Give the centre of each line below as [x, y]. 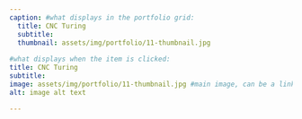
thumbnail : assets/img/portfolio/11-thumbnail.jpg [114, 42]
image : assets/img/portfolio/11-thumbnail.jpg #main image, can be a [142, 84]
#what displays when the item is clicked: [90, 59]
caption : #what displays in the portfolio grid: [102, 17]
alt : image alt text [48, 92]
